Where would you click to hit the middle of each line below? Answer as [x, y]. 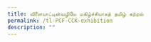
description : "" [31, 27]
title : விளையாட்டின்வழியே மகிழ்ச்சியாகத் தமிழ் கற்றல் [75, 14]
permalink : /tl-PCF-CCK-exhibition [60, 21]
